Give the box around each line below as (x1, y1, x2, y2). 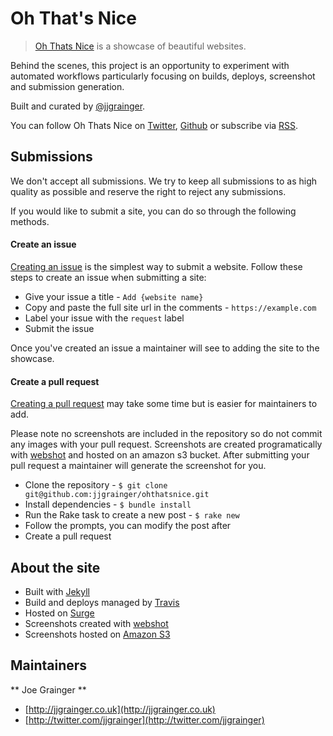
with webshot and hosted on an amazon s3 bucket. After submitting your (10, 449, 310, 461)
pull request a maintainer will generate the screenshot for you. (10, 460, 267, 472)
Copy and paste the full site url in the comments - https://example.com (24, 301, 317, 313)
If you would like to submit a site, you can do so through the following (10, 205, 297, 217)
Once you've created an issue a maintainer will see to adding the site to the (10, 342, 320, 354)
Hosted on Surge (24, 607, 95, 619)
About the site (10, 559, 101, 576)
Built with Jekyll (24, 585, 90, 597)
